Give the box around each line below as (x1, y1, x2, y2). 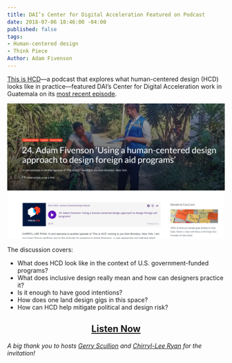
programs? (17, 266, 48, 274)
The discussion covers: (7, 245, 74, 254)
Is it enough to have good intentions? (17, 288, 123, 296)
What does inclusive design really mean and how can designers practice (17, 274, 224, 282)
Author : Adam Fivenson (7, 55, 72, 62)
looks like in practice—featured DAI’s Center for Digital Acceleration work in (7, 82, 222, 90)
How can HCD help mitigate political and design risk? (17, 303, 168, 311)
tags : (7, 33, 23, 40)
